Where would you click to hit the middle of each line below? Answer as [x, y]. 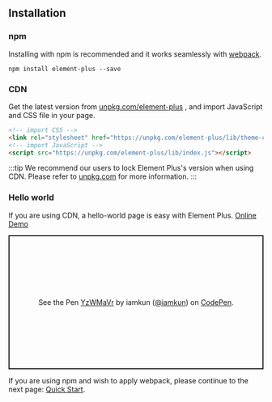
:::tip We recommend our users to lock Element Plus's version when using [131, 168]
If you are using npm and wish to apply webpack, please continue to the [128, 380]
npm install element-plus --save [65, 69]
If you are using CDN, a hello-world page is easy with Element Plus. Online [132, 215]
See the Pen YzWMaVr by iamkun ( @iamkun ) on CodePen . [136, 302]
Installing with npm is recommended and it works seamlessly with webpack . [135, 54]
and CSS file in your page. [52, 115]
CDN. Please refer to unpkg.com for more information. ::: [102, 176]
